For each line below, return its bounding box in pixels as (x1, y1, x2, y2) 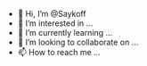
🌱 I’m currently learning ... (17, 28, 113, 37)
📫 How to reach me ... (17, 47, 101, 57)
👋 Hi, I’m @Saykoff (17, 9, 86, 19)
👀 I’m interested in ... (17, 18, 94, 29)
